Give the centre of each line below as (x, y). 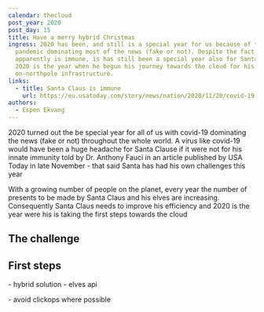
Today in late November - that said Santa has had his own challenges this (127, 166)
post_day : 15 (29, 30)
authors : (22, 103)
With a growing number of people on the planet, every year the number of (128, 189)
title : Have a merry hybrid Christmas (71, 37)
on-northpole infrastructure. (64, 74)
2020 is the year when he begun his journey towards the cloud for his (135, 67)
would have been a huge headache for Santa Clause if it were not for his (125, 149)
